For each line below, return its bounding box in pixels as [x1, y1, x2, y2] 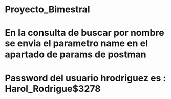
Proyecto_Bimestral [5, 4, 90, 15]
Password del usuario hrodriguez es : [5, 72, 166, 84]
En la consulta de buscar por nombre [5, 27, 164, 39]
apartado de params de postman [5, 48, 146, 60]
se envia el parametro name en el [5, 38, 148, 49]
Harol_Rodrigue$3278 [5, 83, 101, 94]
